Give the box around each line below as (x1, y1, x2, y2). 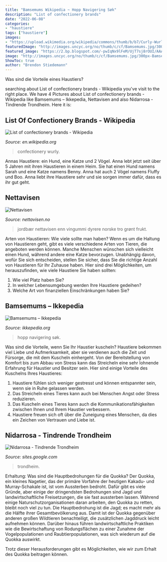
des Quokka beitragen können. (5, 552, 69, 558)
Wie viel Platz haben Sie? (12, 277, 65, 283)
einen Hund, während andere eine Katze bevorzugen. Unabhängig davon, (5, 251, 156, 257)
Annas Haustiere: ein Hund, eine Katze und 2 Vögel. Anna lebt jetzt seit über (5, 158, 162, 164)
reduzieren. (12, 396, 36, 402)
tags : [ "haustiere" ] (5, 30, 48, 35)
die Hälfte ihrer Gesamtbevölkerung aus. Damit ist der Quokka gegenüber (5, 510, 156, 516)
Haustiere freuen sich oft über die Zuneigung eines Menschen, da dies (12, 412, 157, 418)
